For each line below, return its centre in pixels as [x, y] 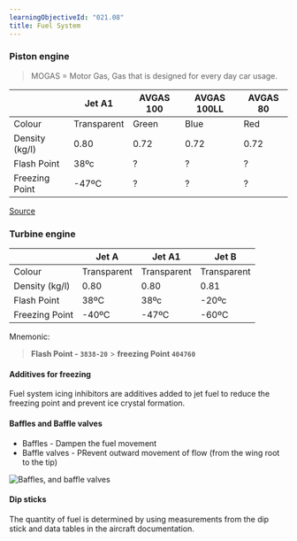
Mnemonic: [30, 336]
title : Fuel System [45, 26]
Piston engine [39, 57]
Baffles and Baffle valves [56, 423]
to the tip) [40, 462]
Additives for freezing [50, 374]
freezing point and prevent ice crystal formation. [97, 403]
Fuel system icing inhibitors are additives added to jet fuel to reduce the [140, 394]
